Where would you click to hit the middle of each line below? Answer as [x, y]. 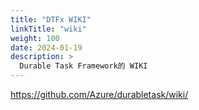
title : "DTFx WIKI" [51, 19]
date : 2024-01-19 [46, 47]
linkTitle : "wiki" [48, 29]
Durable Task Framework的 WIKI [83, 66]
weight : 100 [35, 38]
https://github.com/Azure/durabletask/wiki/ [99, 94]
